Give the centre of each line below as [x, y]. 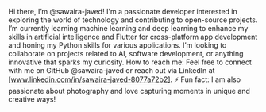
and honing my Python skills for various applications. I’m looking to [118, 45]
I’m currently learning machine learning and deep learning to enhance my [128, 28]
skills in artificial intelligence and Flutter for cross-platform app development [133, 37]
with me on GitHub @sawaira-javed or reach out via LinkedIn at [112, 70]
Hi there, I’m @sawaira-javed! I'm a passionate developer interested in [123, 12]
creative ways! [32, 99]
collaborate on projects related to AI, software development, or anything [126, 54]
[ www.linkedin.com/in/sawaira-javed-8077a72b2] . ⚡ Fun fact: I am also [124, 79]
